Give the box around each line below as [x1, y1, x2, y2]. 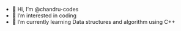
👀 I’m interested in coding [12, 12, 77, 19]
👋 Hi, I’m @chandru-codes [12, 6, 79, 13]
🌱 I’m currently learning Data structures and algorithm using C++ [12, 18, 175, 25]
